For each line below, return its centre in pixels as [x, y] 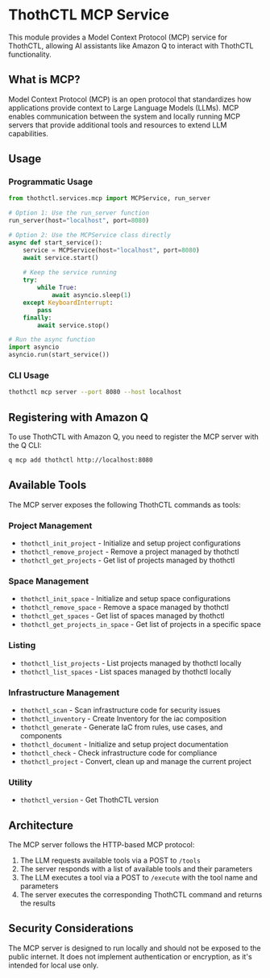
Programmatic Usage [51, 182]
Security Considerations [71, 928]
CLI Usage [29, 375]
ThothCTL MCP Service [89, 15]
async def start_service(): [56, 242]
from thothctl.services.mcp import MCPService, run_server [110, 199]
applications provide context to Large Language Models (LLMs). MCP [124, 107]
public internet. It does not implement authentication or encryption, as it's [130, 956]
